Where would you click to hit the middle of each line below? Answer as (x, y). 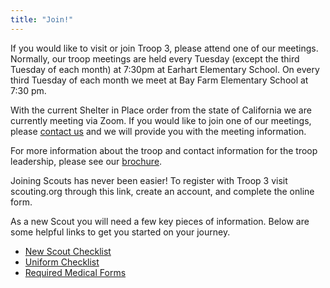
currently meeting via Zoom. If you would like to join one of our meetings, (161, 120)
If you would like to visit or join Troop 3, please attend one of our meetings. (164, 48)
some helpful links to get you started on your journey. (120, 232)
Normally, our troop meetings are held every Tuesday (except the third (155, 58)
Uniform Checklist (62, 262)
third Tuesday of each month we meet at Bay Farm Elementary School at (159, 80)
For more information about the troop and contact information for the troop (164, 150)
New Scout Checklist (68, 251)
